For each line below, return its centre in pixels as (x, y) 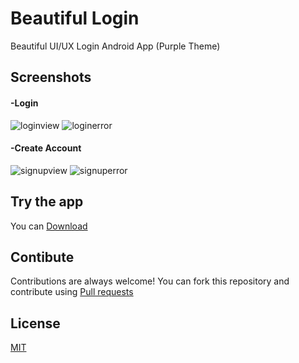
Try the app (47, 202)
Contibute (42, 257)
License (35, 323)
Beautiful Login (75, 18)
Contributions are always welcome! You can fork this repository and (150, 281)
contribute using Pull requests (72, 292)
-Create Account (46, 148)
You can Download (49, 226)
